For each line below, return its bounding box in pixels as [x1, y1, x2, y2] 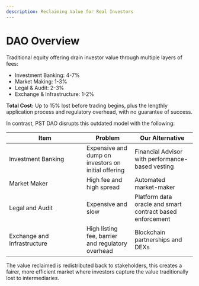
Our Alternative [140, 134, 185, 142]
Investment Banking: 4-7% [14, 72, 80, 79]
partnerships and [134, 235, 182, 243]
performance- [147, 155, 188, 163]
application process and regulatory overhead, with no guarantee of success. [6, 108, 192, 115]
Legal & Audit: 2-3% [14, 84, 65, 91]
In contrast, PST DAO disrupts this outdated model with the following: [6, 120, 175, 127]
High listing [86, 224, 118, 233]
